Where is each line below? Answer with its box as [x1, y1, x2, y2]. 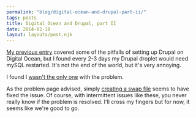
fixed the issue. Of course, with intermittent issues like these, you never [6, 92, 187, 99]
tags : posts [6, 15, 37, 21]
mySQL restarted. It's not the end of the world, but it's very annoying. [6, 62, 182, 69]
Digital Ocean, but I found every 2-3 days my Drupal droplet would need [6, 55, 189, 62]
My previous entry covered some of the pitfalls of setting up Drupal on [6, 48, 184, 56]
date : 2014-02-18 [6, 26, 51, 32]
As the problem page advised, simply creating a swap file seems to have [6, 85, 190, 92]
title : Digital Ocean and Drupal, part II [6, 20, 116, 26]
